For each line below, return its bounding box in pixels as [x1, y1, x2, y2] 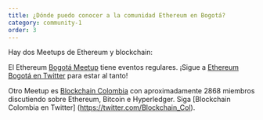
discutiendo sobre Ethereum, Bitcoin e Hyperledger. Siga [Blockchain [8, 95, 231, 104]
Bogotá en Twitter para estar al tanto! [8, 71, 128, 81]
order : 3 [8, 26, 37, 34]
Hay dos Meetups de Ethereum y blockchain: [8, 48, 153, 57]
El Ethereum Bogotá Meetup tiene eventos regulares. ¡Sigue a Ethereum [8, 63, 239, 72]
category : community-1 [8, 19, 82, 27]
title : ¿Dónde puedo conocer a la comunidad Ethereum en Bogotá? [8, 11, 225, 20]
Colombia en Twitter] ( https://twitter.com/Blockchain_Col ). [8, 103, 196, 112]
